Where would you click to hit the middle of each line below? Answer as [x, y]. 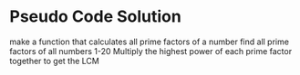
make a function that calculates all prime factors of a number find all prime [150, 42]
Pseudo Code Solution [96, 17]
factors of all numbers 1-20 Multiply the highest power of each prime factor [151, 51]
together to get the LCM [55, 61]
